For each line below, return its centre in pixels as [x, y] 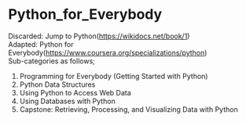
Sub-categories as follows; [52, 61]
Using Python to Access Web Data [75, 92]
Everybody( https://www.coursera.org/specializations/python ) [108, 52]
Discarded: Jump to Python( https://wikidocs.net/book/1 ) [99, 36]
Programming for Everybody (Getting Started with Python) [114, 76]
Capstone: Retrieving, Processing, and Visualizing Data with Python [129, 109]
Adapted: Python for [41, 44]
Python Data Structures [57, 84]
